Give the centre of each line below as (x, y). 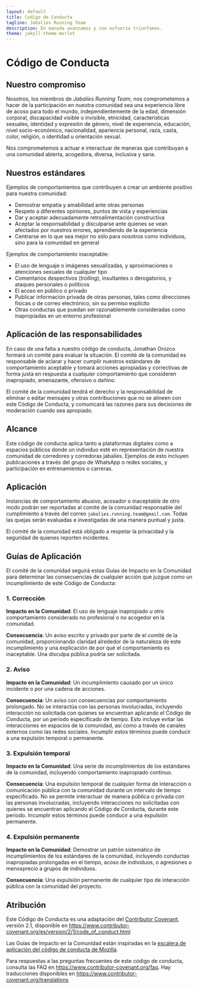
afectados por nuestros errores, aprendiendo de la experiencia (91, 230)
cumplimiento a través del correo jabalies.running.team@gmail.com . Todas (97, 514)
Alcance (22, 429)
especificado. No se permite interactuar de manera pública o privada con (95, 797)
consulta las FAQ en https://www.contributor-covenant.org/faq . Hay (89, 967)
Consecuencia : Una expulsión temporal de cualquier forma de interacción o (99, 784)
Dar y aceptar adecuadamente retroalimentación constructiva (90, 217)
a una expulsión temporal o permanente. (55, 738)
